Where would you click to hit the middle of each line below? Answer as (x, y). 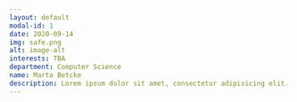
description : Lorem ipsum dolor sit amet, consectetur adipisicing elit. (149, 83)
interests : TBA (37, 59)
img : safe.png (36, 42)
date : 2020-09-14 (41, 34)
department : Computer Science (66, 67)
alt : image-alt (37, 51)
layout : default (39, 17)
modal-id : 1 (31, 26)
